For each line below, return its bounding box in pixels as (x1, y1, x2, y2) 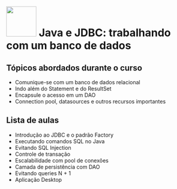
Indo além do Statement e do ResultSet (14, 85, 112, 92)
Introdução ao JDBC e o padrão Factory (14, 131, 114, 138)
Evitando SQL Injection (14, 144, 71, 151)
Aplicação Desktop (14, 176, 62, 183)
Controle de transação (14, 150, 71, 158)
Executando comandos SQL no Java (14, 137, 105, 144)
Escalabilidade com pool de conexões (14, 156, 109, 164)
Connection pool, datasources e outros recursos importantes (14, 98, 166, 105)
